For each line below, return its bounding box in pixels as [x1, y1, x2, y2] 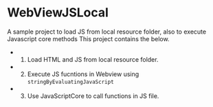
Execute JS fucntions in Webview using [27, 70, 139, 78]
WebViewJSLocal [7, 5, 109, 21]
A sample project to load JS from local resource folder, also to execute [7, 27, 207, 36]
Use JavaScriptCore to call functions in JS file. [27, 91, 159, 100]
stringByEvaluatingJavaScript [27, 78, 115, 85]
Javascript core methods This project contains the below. [7, 34, 170, 43]
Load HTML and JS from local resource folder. [27, 55, 159, 63]
